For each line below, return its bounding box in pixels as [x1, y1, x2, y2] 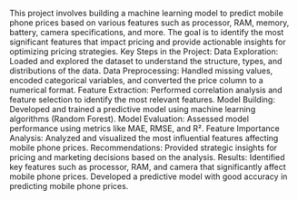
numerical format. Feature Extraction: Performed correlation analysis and [9, 85, 283, 95]
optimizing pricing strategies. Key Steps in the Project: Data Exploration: [9, 46, 279, 57]
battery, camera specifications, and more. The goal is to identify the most [9, 27, 284, 37]
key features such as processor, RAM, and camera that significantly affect [9, 162, 286, 172]
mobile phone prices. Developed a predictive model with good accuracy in [9, 171, 288, 182]
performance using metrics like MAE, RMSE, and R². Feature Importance [9, 123, 280, 134]
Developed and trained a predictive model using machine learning [9, 104, 256, 114]
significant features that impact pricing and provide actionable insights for [9, 36, 286, 47]
